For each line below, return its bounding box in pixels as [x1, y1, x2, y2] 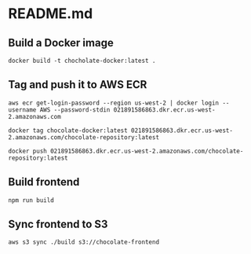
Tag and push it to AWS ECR [8, 78, 147, 91]
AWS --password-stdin [39, 105, 111, 114]
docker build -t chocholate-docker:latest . [8, 57, 156, 64]
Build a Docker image [8, 36, 114, 50]
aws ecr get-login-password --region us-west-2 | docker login [8, 99, 220, 107]
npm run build [8, 196, 55, 204]
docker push [8, 147, 47, 155]
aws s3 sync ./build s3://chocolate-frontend [8, 238, 159, 246]
